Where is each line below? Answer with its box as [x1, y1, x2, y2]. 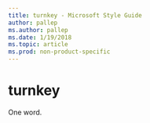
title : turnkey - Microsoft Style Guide [8, 11, 143, 20]
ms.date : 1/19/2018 [8, 33, 72, 42]
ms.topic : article [8, 41, 68, 49]
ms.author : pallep [8, 26, 68, 34]
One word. [8, 107, 42, 117]
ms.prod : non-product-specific [8, 48, 111, 56]
